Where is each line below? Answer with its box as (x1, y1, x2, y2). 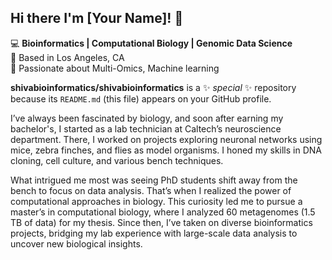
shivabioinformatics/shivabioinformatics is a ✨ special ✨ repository (10, 81, 297, 93)
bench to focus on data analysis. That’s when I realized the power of (10, 184, 292, 196)
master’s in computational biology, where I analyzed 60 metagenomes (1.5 (10, 206, 316, 218)
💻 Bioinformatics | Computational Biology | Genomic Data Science (10, 37, 293, 49)
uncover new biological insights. (10, 237, 143, 250)
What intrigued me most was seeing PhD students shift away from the (10, 174, 298, 186)
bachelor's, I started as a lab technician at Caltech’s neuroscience (10, 122, 282, 135)
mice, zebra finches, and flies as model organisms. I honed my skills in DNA (10, 144, 322, 156)
